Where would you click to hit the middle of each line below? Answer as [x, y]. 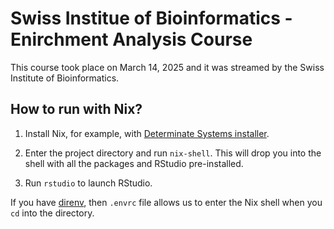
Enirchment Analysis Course [131, 39]
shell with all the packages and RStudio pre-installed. [134, 163]
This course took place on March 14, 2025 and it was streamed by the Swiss [167, 67]
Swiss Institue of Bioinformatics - [151, 18]
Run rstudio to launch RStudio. [88, 183]
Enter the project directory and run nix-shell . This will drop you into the [173, 153]
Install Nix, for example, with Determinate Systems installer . [147, 133]
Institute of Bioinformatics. [65, 78]
